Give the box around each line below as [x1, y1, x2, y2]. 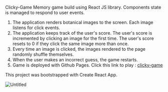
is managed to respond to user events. [5, 10, 85, 16]
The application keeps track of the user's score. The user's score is [12, 30, 152, 36]
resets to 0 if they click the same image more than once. [12, 41, 129, 47]
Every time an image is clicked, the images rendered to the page [12, 46, 145, 52]
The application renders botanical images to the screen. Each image [12, 20, 153, 25]
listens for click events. [12, 25, 60, 31]
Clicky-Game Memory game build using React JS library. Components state [5, 5, 161, 10]
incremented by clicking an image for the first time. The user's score [12, 35, 154, 41]
